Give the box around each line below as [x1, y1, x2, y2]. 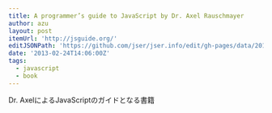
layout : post [8, 27, 53, 35]
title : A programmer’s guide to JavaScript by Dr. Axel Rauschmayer [8, 11, 244, 20]
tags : [8, 57, 27, 65]
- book [15, 72, 38, 80]
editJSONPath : [8, 42, 57, 50]
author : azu [8, 19, 49, 27]
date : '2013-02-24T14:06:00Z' [8, 49, 111, 57]
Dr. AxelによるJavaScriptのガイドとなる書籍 [8, 94, 155, 105]
